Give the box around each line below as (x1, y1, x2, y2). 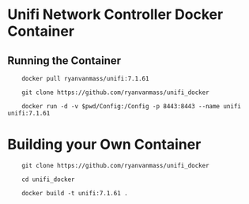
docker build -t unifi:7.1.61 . (21, 189, 128, 197)
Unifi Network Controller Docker (7, 6, 224, 24)
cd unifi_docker (21, 176, 76, 183)
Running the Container (7, 54, 122, 67)
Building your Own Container (7, 136, 202, 153)
